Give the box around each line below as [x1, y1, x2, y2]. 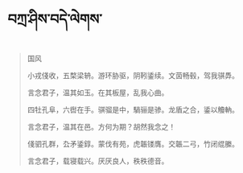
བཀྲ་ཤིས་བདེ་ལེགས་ [7, 10, 102, 29]
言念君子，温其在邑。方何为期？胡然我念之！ [27, 122, 176, 131]
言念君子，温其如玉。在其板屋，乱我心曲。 [27, 88, 169, 97]
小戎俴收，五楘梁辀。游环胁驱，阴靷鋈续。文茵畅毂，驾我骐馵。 [27, 70, 239, 80]
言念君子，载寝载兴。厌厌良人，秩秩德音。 [27, 156, 169, 166]
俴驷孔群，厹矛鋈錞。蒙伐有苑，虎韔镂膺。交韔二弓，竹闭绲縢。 [27, 138, 239, 148]
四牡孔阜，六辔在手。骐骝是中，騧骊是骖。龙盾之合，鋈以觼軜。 [27, 105, 239, 114]
